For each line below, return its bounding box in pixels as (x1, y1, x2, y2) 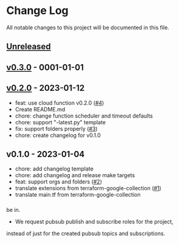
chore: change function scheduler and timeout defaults (15, 112, 153, 119)
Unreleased (6, 41, 52, 52)
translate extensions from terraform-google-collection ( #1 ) (15, 185, 162, 192)
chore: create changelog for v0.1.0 (15, 132, 101, 139)
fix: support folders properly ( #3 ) (15, 125, 98, 132)
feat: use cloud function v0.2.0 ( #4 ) (15, 99, 104, 107)
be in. (6, 206, 21, 214)
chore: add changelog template (15, 165, 94, 172)
